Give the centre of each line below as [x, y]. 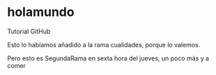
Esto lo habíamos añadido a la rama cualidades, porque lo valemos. [104, 44]
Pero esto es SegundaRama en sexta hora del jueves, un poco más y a [108, 58]
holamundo [41, 12]
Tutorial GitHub [29, 31]
